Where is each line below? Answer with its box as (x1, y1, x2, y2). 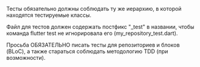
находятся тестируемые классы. (6, 11, 91, 19)
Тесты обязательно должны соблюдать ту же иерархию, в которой (6, 5, 182, 12)
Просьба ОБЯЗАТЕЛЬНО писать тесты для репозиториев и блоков (6, 42, 180, 48)
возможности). (6, 54, 46, 61)
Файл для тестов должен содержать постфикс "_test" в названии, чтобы (6, 24, 195, 30)
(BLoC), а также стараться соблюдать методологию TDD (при (6, 48, 169, 55)
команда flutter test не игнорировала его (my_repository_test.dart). (6, 30, 178, 37)
